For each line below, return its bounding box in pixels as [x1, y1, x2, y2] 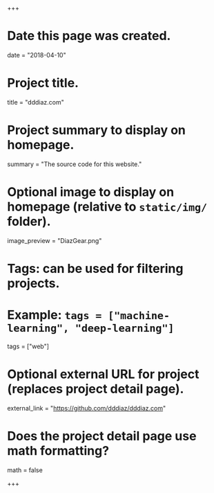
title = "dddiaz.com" [7, 98, 64, 106]
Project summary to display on [7, 123, 186, 138]
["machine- [108, 310, 171, 323]
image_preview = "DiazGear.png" [7, 236, 102, 244]
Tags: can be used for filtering [7, 260, 184, 276]
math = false [7, 465, 43, 474]
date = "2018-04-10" [7, 51, 67, 59]
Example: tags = [7, 307, 102, 323]
